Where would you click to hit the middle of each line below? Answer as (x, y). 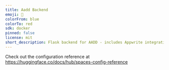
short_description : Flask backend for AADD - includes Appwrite (74, 42)
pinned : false (20, 33)
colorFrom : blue (22, 19)
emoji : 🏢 (14, 14)
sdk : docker (18, 28)
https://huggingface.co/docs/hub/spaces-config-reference (67, 62)
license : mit (19, 38)
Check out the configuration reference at (48, 56)
